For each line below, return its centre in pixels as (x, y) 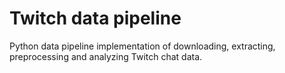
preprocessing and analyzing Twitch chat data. (106, 56)
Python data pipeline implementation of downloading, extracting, (142, 46)
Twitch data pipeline (95, 18)
